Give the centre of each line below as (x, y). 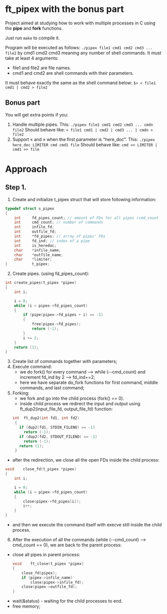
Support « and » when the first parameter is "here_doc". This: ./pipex (83, 139)
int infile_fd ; (34, 227)
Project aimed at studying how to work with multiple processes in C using (80, 23)
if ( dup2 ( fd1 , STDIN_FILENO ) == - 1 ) (57, 427)
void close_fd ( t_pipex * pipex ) (41, 469)
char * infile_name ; (38, 250)
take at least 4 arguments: (32, 58)
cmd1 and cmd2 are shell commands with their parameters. (73, 73)
